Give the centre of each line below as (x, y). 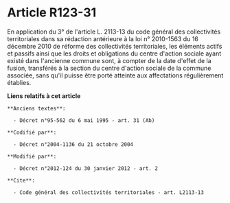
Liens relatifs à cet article (44, 96)
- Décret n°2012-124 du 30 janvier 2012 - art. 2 (85, 168)
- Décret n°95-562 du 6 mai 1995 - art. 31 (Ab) (84, 120)
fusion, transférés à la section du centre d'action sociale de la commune (109, 68)
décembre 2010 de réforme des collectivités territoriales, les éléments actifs (115, 46)
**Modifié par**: (32, 156)
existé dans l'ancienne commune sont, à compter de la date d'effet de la (109, 60)
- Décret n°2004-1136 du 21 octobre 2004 (73, 144)
